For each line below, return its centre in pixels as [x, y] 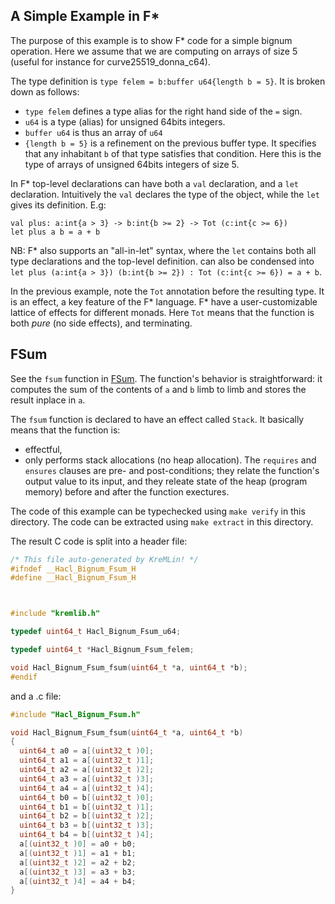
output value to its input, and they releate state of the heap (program [166, 481]
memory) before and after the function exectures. [127, 491]
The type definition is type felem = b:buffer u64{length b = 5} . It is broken [168, 81]
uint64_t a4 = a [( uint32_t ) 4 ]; [87, 788]
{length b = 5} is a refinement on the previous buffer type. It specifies [170, 143]
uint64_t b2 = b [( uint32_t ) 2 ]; [87, 816]
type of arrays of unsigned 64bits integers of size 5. [132, 164]
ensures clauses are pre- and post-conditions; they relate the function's [172, 470]
